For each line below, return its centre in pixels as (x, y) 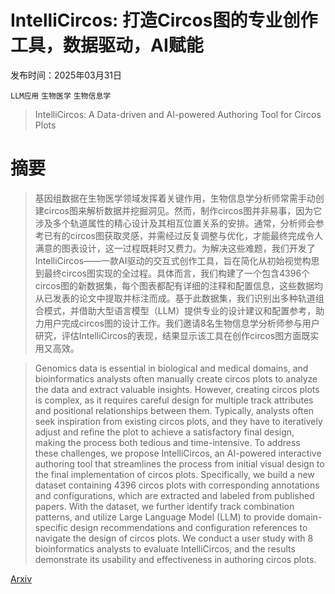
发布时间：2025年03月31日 (66, 75)
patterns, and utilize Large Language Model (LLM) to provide (160, 517)
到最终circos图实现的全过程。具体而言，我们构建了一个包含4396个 (172, 273)
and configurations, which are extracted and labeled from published (174, 495)
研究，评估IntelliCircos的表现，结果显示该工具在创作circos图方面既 (172, 335)
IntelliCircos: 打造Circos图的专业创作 (164, 20)
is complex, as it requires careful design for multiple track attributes (174, 400)
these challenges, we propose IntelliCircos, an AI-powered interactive (178, 453)
